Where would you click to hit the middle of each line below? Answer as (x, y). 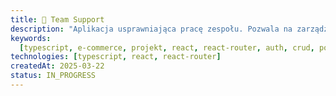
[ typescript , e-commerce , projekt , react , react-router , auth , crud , (167, 47)
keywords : (31, 38)
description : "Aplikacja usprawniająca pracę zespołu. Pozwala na (151, 29)
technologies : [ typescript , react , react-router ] (116, 57)
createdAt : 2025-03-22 (57, 66)
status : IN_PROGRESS (53, 76)
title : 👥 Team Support (57, 19)
